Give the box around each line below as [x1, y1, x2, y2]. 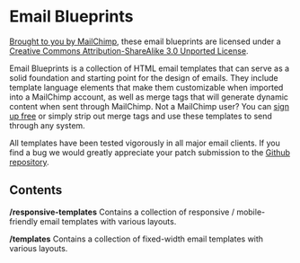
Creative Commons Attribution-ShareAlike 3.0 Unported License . [9, 45, 249, 56]
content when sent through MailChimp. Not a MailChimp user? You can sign [9, 101, 290, 111]
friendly [9, 215, 39, 226]
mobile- [236, 206, 266, 217]
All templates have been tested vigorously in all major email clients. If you [9, 137, 280, 148]
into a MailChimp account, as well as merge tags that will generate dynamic [9, 92, 289, 102]
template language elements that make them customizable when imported [9, 82, 284, 92]
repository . [9, 156, 49, 167]
